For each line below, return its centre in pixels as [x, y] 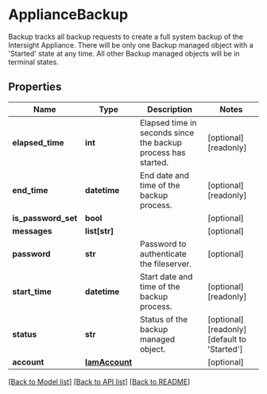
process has [163, 153]
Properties [35, 87]
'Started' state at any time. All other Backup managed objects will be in [124, 53]
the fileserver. [166, 264]
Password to [163, 244]
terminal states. [34, 62]
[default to [227, 339]
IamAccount [108, 361]
